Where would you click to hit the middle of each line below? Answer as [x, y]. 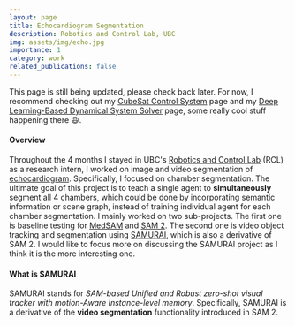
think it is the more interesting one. [72, 254]
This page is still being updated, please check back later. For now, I [131, 91]
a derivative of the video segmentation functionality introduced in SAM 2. [144, 312]
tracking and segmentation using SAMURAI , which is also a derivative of [140, 235]
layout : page [33, 17]
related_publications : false [63, 67]
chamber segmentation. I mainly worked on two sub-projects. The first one [146, 216]
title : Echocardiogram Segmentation [76, 26]
